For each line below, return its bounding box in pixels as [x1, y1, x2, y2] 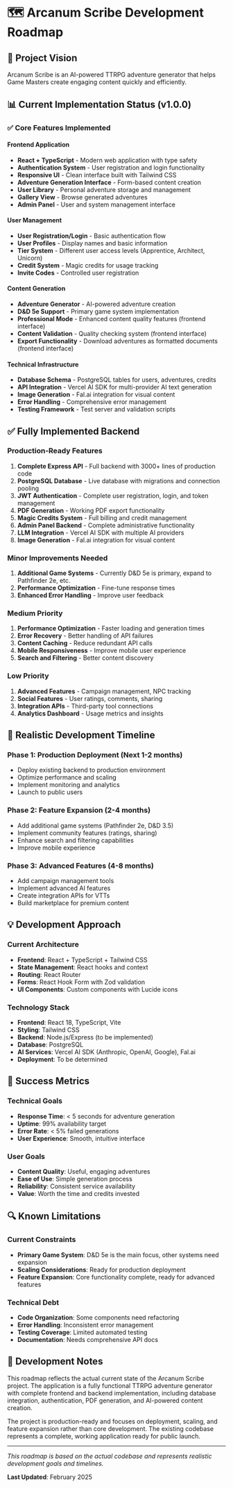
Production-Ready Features [7, 446, 103, 455]
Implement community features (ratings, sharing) [17, 828, 157, 837]
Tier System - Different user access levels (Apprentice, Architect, [17, 246, 205, 254]
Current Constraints [7, 1235, 76, 1245]
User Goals [7, 1151, 45, 1161]
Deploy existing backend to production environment [17, 766, 166, 775]
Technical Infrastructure [7, 360, 79, 369]
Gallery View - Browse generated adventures [17, 193, 148, 201]
